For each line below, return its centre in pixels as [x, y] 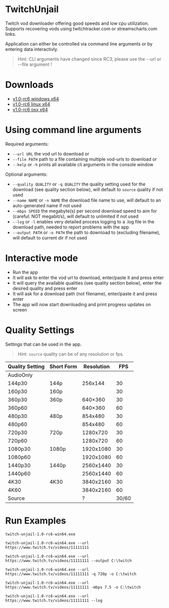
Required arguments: [27, 144]
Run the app [25, 272]
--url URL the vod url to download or [51, 154]
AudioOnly [20, 375]
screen [20, 310]
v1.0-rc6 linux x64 [31, 104]
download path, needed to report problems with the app [71, 227]
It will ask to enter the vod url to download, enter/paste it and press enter [88, 277]
